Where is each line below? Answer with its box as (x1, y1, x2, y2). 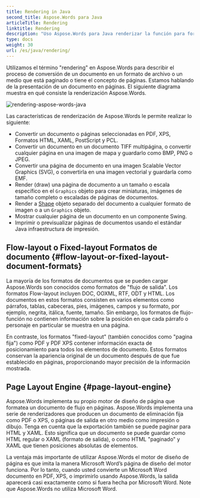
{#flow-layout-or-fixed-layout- (51, 252, 170, 262)
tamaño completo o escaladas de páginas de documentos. (14, 193, 159, 200)
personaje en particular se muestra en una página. (6, 321, 130, 329)
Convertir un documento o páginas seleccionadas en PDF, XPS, (14, 130, 171, 137)
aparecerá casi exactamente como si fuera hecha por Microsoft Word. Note (6, 479, 192, 486)
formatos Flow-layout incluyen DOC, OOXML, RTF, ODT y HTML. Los (6, 290, 175, 297)
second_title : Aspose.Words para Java (6, 14, 102, 20)
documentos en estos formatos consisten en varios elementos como (6, 296, 174, 303)
